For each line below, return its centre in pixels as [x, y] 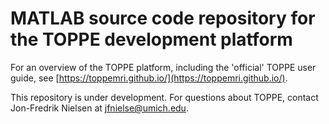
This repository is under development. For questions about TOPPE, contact [164, 97]
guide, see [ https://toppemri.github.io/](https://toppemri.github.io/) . [149, 78]
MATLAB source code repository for [163, 18]
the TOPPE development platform [151, 39]
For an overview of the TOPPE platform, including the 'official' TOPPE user [163, 67]
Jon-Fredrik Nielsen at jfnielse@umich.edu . [99, 108]
